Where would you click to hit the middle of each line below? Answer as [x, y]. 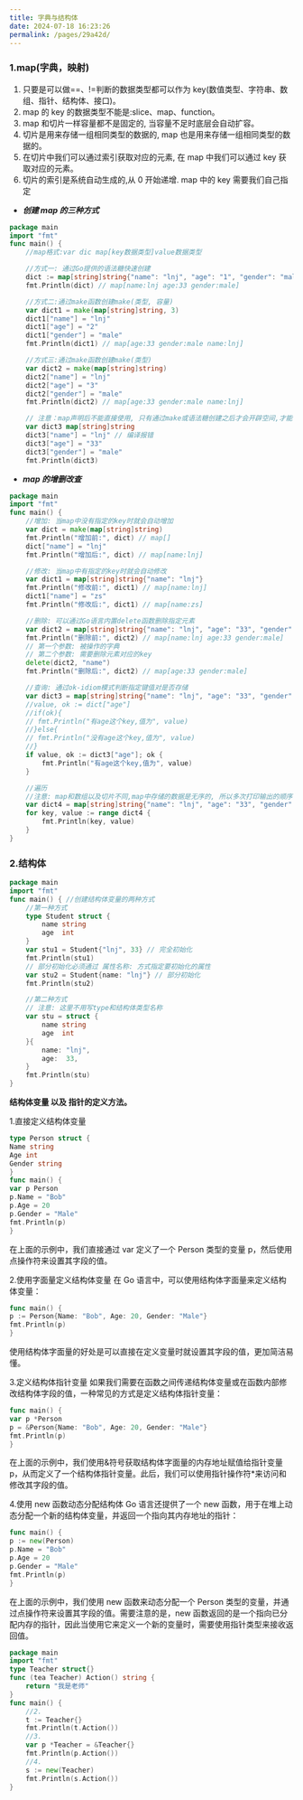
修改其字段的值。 [41, 1485]
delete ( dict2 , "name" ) [68, 663]
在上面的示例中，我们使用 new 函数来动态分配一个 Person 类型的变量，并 [145, 1601]
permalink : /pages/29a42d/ [60, 34]
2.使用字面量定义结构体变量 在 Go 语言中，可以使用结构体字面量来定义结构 [148, 1280]
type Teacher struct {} [52, 1669]
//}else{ [42, 730]
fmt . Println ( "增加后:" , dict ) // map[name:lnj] [115, 555]
